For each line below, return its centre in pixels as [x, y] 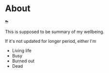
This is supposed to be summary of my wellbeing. [55, 32]
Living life [22, 50]
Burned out [23, 61]
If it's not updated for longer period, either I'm [51, 41]
